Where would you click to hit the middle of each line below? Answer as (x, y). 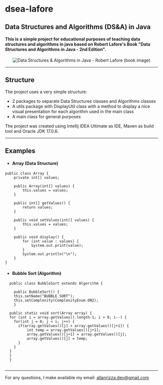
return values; (38, 208)
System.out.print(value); (57, 246)
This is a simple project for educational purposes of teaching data (73, 39)
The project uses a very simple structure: (46, 92)
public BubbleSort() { (37, 292)
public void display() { (39, 237)
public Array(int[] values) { (44, 186)
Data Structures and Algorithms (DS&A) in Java (78, 27)
